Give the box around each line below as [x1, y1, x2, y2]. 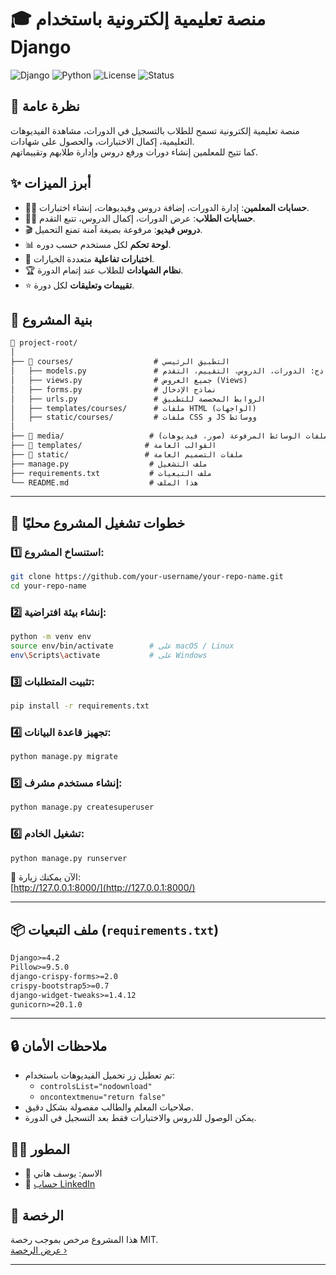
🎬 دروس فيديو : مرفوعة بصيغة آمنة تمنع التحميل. [24, 223, 203, 235]
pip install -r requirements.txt [10, 701, 150, 711]
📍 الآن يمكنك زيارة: [10, 871, 81, 883]
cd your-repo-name [10, 581, 87, 591]
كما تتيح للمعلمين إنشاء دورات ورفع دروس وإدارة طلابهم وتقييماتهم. [10, 146, 258, 158]
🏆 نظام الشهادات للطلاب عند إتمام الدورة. [24, 264, 184, 276]
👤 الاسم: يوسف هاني [24, 1167, 103, 1180]
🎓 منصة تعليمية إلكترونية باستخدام [10, 8, 267, 31]
